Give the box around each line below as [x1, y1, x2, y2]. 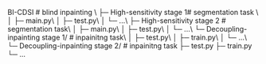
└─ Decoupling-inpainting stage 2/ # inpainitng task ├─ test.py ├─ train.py [7, 41, 252, 51]
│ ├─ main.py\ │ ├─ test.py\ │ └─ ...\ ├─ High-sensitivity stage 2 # [7, 16, 226, 25]
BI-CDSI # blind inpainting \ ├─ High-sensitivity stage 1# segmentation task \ [7, 8, 259, 17]
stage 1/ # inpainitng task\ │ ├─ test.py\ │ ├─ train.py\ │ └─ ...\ [41, 32, 248, 42]
